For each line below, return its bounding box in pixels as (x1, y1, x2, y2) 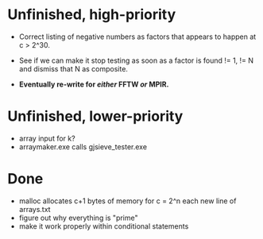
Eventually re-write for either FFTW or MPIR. (18, 79, 169, 89)
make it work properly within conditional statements (18, 221, 189, 231)
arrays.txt (18, 204, 51, 214)
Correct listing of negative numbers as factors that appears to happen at (18, 32, 257, 41)
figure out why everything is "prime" (18, 213, 138, 222)
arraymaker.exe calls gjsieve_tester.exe (18, 141, 148, 152)
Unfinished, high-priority (7, 6, 176, 24)
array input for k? (18, 133, 76, 143)
